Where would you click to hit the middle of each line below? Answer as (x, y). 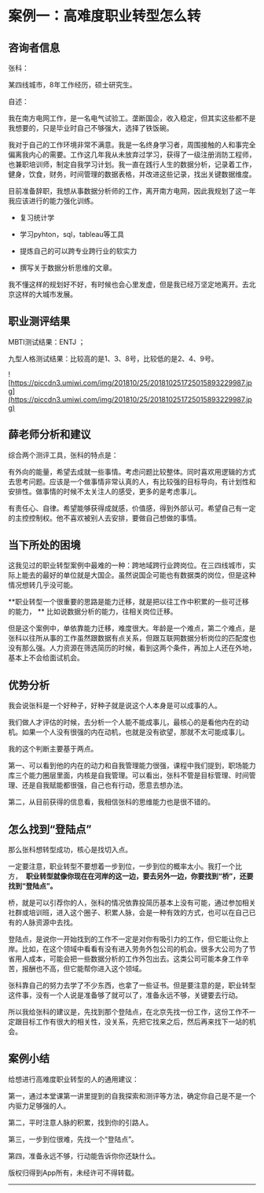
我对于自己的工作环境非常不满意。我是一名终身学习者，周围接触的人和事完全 (132, 145)
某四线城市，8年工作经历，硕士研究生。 (72, 85)
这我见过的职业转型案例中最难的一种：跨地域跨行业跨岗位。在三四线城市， (128, 565)
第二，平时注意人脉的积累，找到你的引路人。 (81, 1122)
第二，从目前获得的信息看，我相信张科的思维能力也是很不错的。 (111, 802)
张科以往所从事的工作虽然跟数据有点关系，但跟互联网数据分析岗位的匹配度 (128, 638)
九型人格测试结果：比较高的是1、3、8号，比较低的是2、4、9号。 (113, 358)
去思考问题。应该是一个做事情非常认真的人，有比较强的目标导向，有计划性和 (132, 482)
